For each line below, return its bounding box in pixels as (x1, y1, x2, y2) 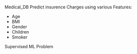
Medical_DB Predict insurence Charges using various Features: (4, 4, 132, 10)
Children (11, 29, 29, 35)
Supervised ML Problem (4, 44, 54, 49)
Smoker (11, 34, 28, 40)
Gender (11, 24, 27, 30)
